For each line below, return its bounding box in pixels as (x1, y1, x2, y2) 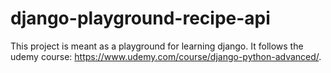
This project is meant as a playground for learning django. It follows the (10, 40, 304, 52)
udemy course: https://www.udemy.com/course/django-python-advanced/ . (10, 50, 322, 62)
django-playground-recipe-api (10, 7, 271, 30)
